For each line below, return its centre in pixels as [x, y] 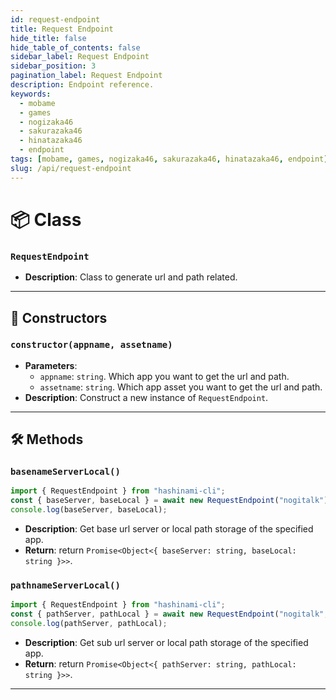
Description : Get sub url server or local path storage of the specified [166, 643]
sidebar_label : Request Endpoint [80, 57]
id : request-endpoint [55, 19]
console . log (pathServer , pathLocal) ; [89, 624]
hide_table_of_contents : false [75, 47]
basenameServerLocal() [65, 472]
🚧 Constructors [59, 317]
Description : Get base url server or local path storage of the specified [169, 529]
